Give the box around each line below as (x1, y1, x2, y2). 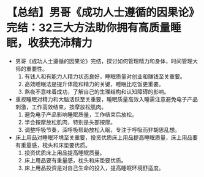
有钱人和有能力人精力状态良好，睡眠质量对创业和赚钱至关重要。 (24, 73, 186, 80)
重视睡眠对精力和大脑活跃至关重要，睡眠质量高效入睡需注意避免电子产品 (15, 95, 198, 103)
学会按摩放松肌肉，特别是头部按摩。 (24, 118, 116, 126)
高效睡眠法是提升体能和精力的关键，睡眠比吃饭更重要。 (24, 80, 164, 87)
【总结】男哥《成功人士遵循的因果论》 (6, 5, 200, 20)
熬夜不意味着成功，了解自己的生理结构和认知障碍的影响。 (24, 88, 170, 95)
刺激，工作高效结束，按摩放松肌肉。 (15, 103, 107, 110)
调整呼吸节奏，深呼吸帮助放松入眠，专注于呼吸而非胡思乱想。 (24, 126, 181, 133)
